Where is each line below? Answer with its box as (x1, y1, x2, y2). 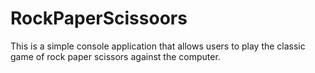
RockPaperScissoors (10, 7, 188, 30)
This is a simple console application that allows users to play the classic (10, 40, 306, 52)
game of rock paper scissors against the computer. (10, 50, 221, 62)
